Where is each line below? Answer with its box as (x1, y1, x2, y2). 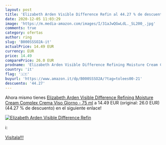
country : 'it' (5, 67, 35, 72)
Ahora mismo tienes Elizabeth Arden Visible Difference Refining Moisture (5, 95, 154, 100)
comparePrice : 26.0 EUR (5, 58, 54, 63)
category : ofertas (5, 30, 43, 35)
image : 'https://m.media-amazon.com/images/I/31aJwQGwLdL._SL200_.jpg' (5, 21, 156, 26)
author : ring (5, 35, 32, 40)
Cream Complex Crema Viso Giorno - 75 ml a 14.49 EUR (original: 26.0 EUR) (5, 99, 160, 105)
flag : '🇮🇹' (5, 72, 30, 77)
